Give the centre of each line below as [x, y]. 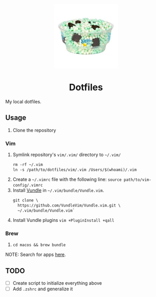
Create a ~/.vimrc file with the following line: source [67, 179]
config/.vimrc [28, 185]
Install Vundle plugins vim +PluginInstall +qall [63, 220]
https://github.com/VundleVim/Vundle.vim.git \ [69, 206]
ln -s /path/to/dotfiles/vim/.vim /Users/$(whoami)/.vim [75, 170]
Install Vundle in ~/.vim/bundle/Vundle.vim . [58, 190]
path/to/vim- [138, 180]
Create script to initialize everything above [57, 283]
